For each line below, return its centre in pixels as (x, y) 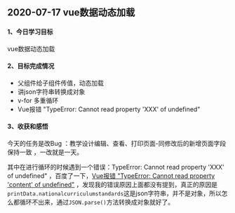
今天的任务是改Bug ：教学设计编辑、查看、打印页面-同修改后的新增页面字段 (117, 143)
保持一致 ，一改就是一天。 (45, 152)
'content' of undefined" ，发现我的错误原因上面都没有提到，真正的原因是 (113, 185)
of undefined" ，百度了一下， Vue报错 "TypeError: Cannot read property (111, 176)
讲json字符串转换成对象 (51, 91)
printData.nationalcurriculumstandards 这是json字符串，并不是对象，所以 (115, 193)
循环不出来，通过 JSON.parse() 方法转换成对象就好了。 (96, 202)
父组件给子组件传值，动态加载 (60, 83)
